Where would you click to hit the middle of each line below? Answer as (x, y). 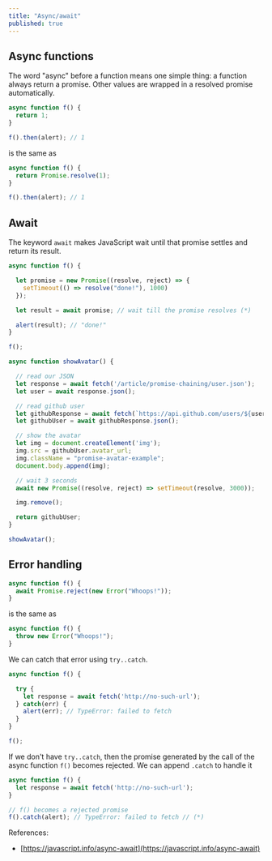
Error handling (45, 565)
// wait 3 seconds (47, 480)
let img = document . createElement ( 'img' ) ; (88, 443)
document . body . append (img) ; (63, 466)
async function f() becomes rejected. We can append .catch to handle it (130, 765)
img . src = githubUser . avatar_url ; (74, 451)
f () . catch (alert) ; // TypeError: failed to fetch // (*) (106, 817)
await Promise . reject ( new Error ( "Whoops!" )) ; (94, 591)
